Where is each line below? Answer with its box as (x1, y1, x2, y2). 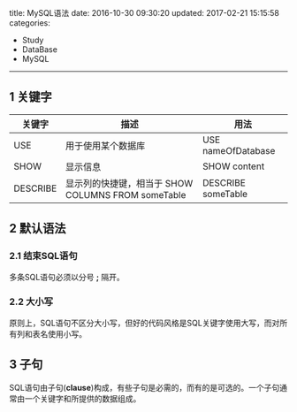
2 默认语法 (9, 221, 66, 236)
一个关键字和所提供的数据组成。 (24, 393, 141, 404)
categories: (9, 18, 50, 28)
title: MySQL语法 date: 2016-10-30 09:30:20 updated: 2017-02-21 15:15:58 (9, 8, 280, 18)
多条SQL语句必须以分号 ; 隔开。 (9, 271, 126, 282)
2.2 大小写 (9, 295, 54, 308)
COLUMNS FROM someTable (65, 188, 187, 201)
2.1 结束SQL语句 (9, 250, 78, 263)
